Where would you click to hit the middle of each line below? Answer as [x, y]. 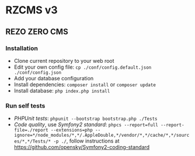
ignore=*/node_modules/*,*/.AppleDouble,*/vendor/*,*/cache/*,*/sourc [102, 135]
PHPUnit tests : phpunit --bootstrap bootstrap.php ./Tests [86, 118]
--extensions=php [72, 130]
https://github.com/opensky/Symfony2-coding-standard [82, 147]
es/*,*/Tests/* [32, 141]
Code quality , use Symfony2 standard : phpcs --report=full [86, 125]
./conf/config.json [38, 72]
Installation [22, 48]
